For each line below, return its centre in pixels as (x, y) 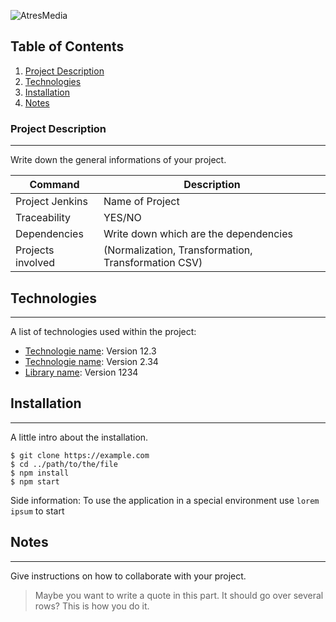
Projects (35, 250)
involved (35, 263)
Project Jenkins (51, 202)
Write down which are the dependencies (198, 234)
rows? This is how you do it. (92, 606)
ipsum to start (37, 511)
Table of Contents (67, 46)
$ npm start (35, 481)
